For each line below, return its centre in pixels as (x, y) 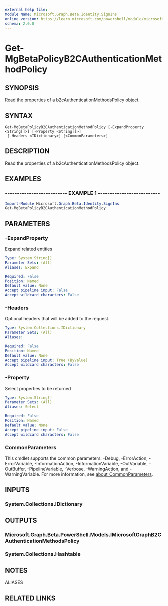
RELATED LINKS (30, 598)
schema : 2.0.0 (20, 24)
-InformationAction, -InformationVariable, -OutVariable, (91, 463)
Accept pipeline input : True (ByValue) (47, 360)
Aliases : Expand (22, 267)
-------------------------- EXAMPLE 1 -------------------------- (83, 193)
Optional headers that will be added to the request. (57, 319)
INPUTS (17, 490)
